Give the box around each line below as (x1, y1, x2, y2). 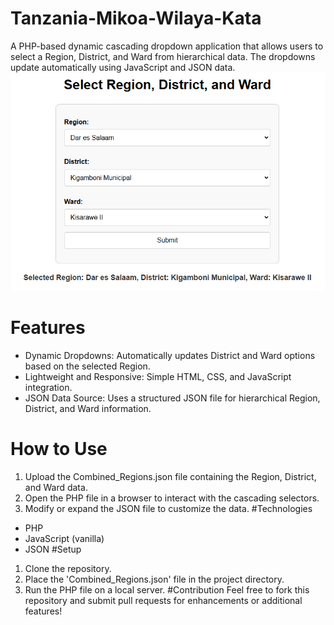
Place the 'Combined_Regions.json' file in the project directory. (24, 573, 285, 585)
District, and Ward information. (24, 402, 152, 414)
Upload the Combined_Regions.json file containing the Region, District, (24, 470, 317, 482)
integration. (24, 381, 73, 393)
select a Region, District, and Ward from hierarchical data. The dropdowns (10, 50, 316, 62)
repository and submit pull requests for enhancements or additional (24, 594, 303, 606)
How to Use (10, 437, 108, 460)
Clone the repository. (24, 562, 112, 574)
